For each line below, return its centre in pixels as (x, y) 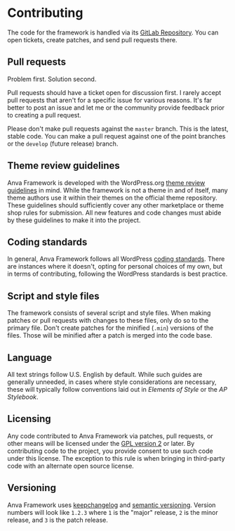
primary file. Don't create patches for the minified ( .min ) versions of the (110, 328)
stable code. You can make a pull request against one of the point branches (116, 136)
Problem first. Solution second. (52, 79)
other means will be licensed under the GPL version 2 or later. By (101, 443)
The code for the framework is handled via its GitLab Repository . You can (113, 32)
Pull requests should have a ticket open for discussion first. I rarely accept (114, 92)
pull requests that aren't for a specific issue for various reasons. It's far (110, 100)
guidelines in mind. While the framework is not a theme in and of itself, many (117, 190)
